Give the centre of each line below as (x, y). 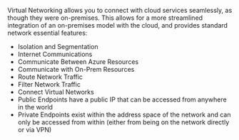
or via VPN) (35, 130)
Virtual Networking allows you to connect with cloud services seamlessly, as (120, 10)
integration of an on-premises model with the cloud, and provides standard (118, 25)
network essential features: (47, 33)
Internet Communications (55, 54)
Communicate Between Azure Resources (78, 62)
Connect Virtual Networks (56, 92)
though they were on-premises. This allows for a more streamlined (105, 18)
